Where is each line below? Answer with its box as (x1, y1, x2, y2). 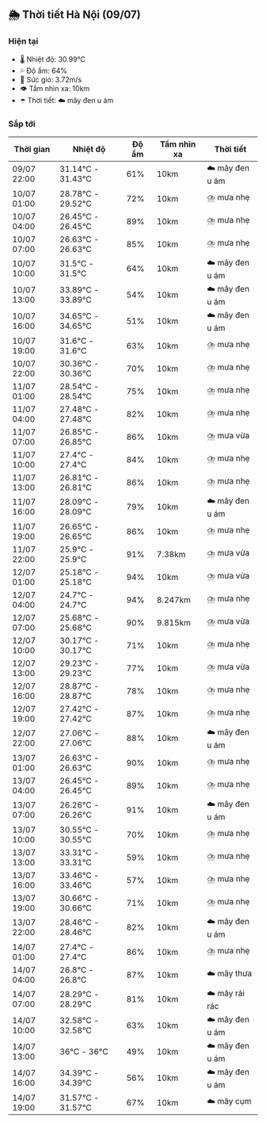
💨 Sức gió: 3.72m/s (19, 74, 82, 84)
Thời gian (13, 143, 51, 155)
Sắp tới (8, 118, 36, 129)
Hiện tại (8, 36, 39, 47)
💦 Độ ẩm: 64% (19, 66, 68, 75)
